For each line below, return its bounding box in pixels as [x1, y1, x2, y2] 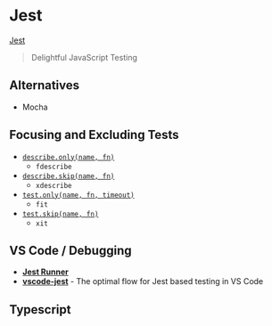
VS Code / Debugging [9, 242, 132, 258]
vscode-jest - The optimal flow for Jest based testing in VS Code [21, 276, 264, 287]
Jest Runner [21, 266, 69, 277]
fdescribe [35, 162, 73, 171]
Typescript [9, 302, 71, 317]
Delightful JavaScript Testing [30, 52, 138, 62]
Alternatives [9, 77, 80, 94]
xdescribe [35, 181, 73, 190]
